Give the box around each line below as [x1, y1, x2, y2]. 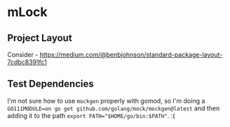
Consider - [7, 50, 39, 59]
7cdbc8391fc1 [7, 58, 48, 66]
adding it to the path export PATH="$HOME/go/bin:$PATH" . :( [7, 111, 175, 119]
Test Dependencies [7, 78, 94, 90]
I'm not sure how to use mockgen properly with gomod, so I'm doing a [7, 96, 205, 105]
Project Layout [7, 32, 72, 44]
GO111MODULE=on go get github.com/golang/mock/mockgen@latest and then [7, 104, 220, 112]
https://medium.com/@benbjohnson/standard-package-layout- [39, 50, 223, 59]
